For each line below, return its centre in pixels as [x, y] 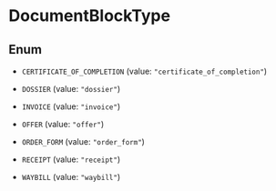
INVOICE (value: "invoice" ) [71, 106]
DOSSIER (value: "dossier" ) [71, 89]
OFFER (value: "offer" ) [63, 124]
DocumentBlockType [89, 16]
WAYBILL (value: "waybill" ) [71, 177]
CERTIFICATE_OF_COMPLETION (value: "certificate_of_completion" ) [144, 71]
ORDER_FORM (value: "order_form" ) [83, 141]
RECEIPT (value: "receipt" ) [71, 159]
